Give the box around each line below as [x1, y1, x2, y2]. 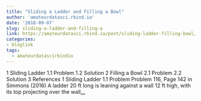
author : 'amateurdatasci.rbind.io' [6, 14, 95, 20]
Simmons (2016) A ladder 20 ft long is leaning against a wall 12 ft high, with [6, 81, 191, 89]
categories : [6, 36, 36, 42]
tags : [6, 48, 20, 53]
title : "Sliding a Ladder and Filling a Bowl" [6, 8, 124, 15]
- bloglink [6, 42, 33, 48]
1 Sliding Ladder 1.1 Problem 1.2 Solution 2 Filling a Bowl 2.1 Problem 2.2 [6, 69, 182, 76]
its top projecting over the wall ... [6, 88, 86, 95]
